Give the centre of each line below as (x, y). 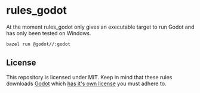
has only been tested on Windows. (49, 33)
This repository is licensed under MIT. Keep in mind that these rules (89, 77)
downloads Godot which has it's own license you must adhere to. (86, 83)
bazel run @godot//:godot (38, 44)
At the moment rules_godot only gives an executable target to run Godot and (100, 27)
